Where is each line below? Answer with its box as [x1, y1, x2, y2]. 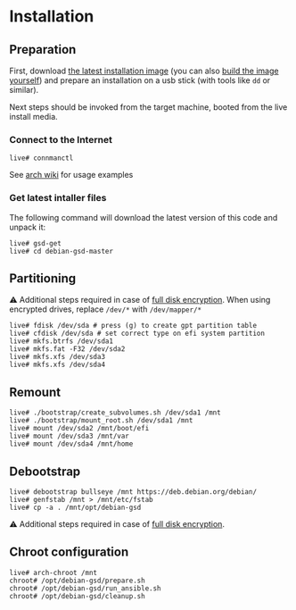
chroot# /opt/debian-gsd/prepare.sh [9, 576, 145, 585]
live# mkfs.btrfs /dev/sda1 [9, 337, 114, 346]
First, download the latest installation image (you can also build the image [9, 65, 279, 76]
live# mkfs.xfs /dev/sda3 [9, 353, 105, 362]
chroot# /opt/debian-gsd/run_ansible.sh [9, 583, 162, 593]
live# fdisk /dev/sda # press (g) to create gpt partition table [9, 322, 257, 330]
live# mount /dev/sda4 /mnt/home [9, 439, 134, 448]
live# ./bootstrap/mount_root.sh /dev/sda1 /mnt [9, 416, 193, 425]
